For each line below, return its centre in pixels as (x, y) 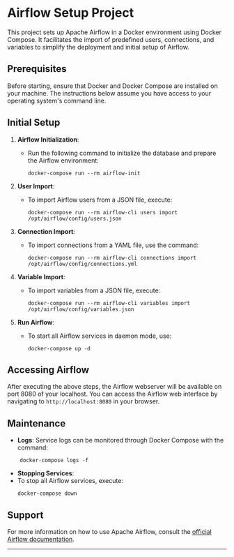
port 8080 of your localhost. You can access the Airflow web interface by (112, 394)
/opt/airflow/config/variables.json (81, 309)
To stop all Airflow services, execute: (70, 481)
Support (25, 515)
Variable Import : (41, 276)
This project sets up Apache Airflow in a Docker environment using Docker (114, 32)
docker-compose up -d (59, 348)
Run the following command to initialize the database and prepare (122, 153)
